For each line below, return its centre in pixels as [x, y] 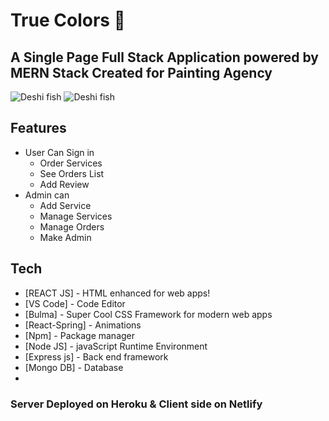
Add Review [64, 184]
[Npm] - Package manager [80, 335]
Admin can [47, 195]
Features [38, 128]
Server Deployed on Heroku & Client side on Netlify [136, 404]
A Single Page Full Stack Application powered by [164, 57]
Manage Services [76, 216]
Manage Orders [72, 226]
